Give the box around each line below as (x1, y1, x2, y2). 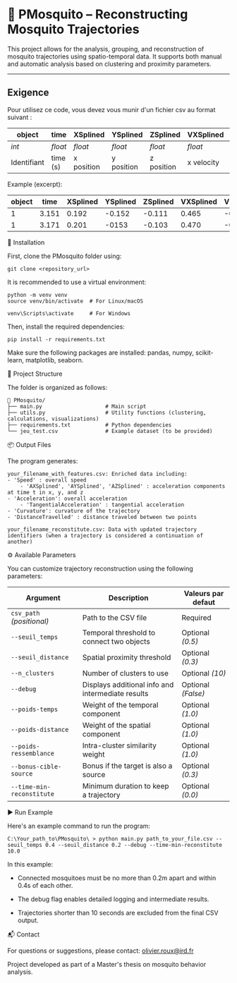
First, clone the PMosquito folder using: (7, 252, 122, 260)
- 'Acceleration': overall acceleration (7, 495, 128, 502)
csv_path (11, 609, 40, 617)
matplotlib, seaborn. (25, 355, 84, 364)
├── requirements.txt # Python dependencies (7, 421, 172, 429)
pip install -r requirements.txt (7, 336, 106, 343)
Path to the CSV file (82, 613, 147, 623)
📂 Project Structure (7, 370, 63, 378)
